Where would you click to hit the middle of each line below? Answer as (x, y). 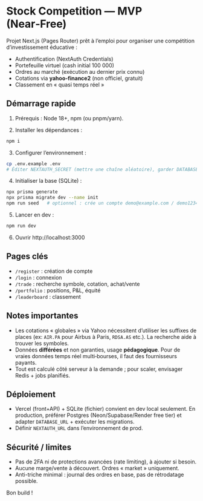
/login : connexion (38, 277)
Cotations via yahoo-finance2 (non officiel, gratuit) (79, 78)
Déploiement (31, 394)
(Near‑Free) (37, 24)
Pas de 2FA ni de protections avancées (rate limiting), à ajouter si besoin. (106, 462)
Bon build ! (20, 493)
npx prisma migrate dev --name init (52, 198)
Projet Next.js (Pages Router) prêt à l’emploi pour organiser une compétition (101, 41)
